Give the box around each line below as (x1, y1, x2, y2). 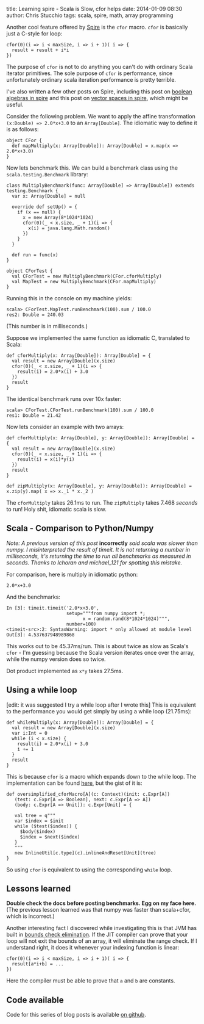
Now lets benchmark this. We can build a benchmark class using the (6, 164, 178, 171)
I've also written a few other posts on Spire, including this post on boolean (6, 88, 192, 95)
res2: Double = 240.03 (6, 312, 64, 318)
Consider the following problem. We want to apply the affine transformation (6, 113, 196, 120)
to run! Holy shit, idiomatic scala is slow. (6, 506, 107, 513)
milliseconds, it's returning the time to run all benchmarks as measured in (6, 552, 191, 560)
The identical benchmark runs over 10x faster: (6, 395, 122, 402)
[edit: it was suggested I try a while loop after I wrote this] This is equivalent (6, 701, 196, 709)
